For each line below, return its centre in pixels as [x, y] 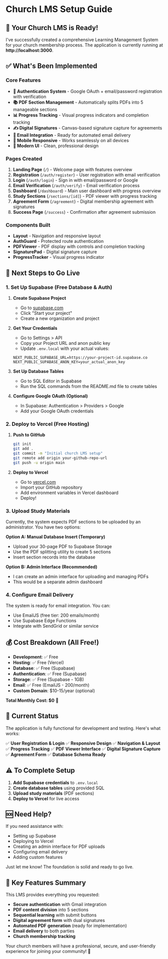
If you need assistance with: [35, 826]
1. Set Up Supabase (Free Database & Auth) [59, 287]
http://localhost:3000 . [30, 50]
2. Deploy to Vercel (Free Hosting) [47, 424]
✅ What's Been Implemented [51, 66]
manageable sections [35, 109]
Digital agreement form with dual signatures [59, 920]
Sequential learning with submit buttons [55, 915]
